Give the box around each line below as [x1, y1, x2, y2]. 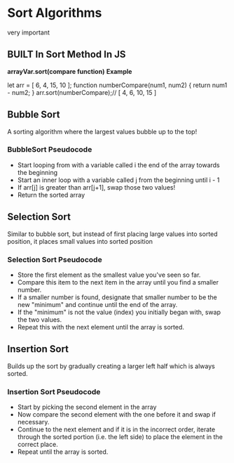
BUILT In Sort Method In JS [7, 48, 126, 60]
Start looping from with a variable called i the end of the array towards [17, 160, 221, 169]
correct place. [17, 441, 58, 449]
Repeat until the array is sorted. [17, 448, 109, 456]
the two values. [17, 315, 62, 324]
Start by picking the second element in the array [17, 403, 157, 412]
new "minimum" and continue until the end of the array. [17, 300, 178, 308]
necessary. [17, 418, 50, 426]
